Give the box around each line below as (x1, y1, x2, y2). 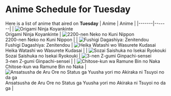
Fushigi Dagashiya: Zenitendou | (5, 42, 73, 48)
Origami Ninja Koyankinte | (5, 31, 61, 37)
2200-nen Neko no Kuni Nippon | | (5, 37, 78, 43)
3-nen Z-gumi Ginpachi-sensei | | (5, 58, 76, 64)
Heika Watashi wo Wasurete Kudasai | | (5, 47, 88, 53)
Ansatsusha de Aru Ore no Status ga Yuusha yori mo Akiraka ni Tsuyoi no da (5, 80, 166, 86)
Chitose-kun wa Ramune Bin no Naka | (5, 63, 87, 70)
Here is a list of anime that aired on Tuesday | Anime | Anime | (5, 20, 136, 26)
